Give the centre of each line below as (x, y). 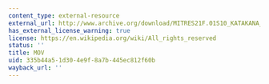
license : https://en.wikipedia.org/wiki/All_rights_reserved (112, 38)
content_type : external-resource (64, 16)
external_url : (32, 23)
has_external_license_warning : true (69, 30)
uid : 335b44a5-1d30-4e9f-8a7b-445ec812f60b (82, 61)
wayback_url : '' (35, 68)
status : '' (26, 46)
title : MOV (26, 53)
